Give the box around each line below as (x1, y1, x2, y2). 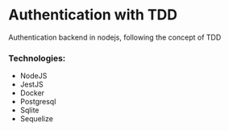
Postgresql (19, 97, 56, 107)
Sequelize (19, 114, 54, 124)
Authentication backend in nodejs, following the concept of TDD (8, 32, 222, 42)
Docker (19, 88, 45, 98)
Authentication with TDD (8, 6, 178, 24)
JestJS (19, 79, 44, 90)
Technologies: (8, 53, 66, 64)
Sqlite (19, 105, 40, 115)
